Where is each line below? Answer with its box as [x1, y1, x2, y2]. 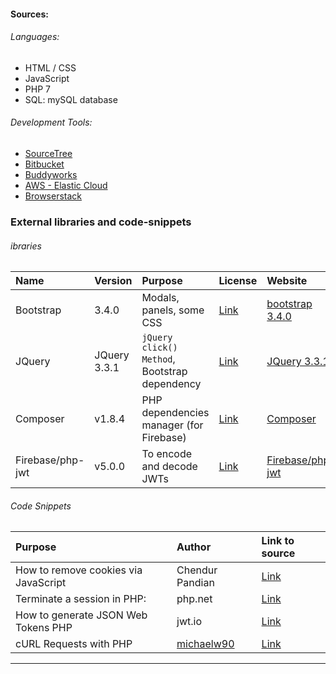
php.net [176, 592, 213, 606]
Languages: [10, 31, 60, 43]
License [218, 274, 258, 288]
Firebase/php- [15, 453, 85, 467]
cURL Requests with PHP [15, 637, 133, 651]
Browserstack [24, 190, 82, 202]
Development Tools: [10, 116, 93, 129]
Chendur [176, 563, 218, 577]
